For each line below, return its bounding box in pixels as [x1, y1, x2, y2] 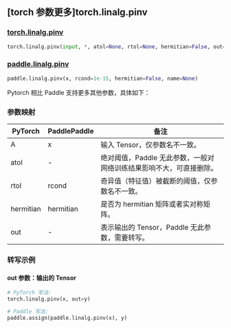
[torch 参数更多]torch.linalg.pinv [7, 6, 148, 19]
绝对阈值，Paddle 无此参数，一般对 [100, 153, 214, 163]
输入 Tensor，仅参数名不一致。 [100, 140, 201, 150]
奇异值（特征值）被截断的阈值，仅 [100, 176, 211, 186]
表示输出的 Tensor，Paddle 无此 [100, 223, 205, 232]
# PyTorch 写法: [7, 289, 52, 296]
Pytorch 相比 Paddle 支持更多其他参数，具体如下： [7, 88, 151, 96]
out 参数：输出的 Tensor [7, 274, 77, 282]
